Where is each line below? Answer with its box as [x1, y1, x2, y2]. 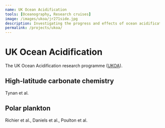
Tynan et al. [5, 90, 29, 96]
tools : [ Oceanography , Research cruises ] [5, 12, 91, 17]
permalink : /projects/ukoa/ [5, 26, 63, 30]
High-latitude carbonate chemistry [5, 77, 114, 85]
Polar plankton [5, 104, 51, 113]
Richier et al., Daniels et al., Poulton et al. [5, 117, 87, 123]
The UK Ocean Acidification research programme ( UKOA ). [5, 63, 123, 69]
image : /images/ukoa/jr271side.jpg [5, 16, 78, 21]
